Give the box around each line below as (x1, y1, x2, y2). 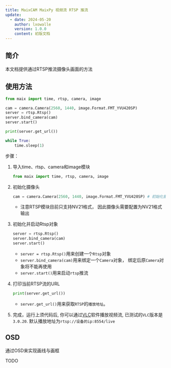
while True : (5, 138, 31, 143)
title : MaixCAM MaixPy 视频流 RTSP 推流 (5, 7, 88, 13)
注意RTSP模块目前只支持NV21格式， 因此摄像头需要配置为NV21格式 (20, 204, 162, 210)
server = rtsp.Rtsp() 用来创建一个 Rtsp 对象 (20, 251, 111, 257)
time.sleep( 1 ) (14, 143, 44, 148)
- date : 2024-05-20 (10, 17, 51, 22)
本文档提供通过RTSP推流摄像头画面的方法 (5, 66, 93, 72)
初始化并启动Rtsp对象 (12, 221, 59, 227)
